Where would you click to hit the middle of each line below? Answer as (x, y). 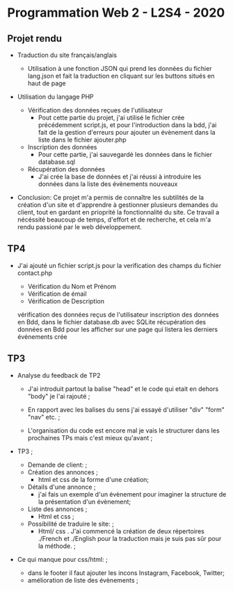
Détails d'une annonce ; (62, 487)
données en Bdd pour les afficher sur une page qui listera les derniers (118, 329)
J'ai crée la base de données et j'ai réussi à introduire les (120, 176)
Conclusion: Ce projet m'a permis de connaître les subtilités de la (110, 197)
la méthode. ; (57, 546)
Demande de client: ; (57, 465)
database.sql (56, 162)
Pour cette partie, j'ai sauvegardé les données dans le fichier (125, 155)
